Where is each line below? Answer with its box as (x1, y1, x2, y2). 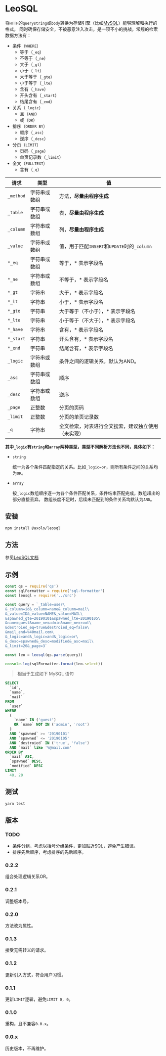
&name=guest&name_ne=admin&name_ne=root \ (5, 620, 92, 626)
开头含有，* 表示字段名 (59, 335, 114, 342)
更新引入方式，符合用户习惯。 (5, 971, 66, 977)
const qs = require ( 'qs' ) (5, 584, 58, 589)
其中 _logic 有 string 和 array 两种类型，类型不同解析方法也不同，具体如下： (5, 444, 156, 450)
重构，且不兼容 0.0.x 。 (5, 1021, 51, 1027)
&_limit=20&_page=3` (5, 643, 48, 648)
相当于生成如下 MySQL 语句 (17, 671, 74, 677)
